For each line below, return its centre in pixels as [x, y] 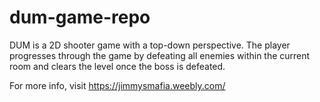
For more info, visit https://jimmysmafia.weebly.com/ [117, 85]
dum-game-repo [80, 17]
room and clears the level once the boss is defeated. [117, 66]
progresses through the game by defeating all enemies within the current [160, 55]
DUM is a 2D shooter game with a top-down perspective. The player [150, 45]
